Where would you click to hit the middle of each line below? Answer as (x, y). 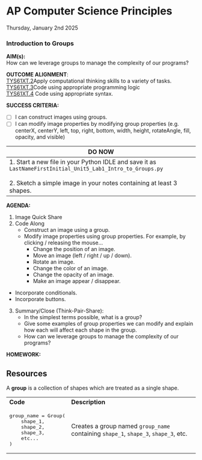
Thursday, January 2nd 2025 (42, 28)
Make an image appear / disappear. (77, 281)
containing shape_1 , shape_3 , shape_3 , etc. (129, 434)
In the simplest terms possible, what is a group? (83, 317)
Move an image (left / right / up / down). (82, 256)
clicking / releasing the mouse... (63, 243)
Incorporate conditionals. (46, 293)
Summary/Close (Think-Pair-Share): (59, 311)
